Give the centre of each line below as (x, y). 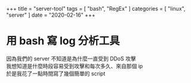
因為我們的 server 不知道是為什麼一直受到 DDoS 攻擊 (71, 59)
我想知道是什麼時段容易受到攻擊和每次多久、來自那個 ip (75, 66)
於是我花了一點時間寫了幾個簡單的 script (56, 73)
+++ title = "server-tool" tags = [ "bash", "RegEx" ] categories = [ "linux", (96, 9)
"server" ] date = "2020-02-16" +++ (51, 15)
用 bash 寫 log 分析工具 (63, 41)
